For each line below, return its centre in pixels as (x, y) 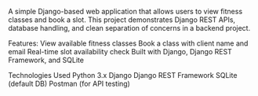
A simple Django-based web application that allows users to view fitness (125, 11)
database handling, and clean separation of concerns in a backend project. (129, 28)
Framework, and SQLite (46, 60)
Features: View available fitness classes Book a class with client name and (128, 43)
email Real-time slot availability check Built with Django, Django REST (120, 52)
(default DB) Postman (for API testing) (69, 83)
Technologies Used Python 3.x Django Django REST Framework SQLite (123, 75)
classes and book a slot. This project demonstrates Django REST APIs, (122, 20)
